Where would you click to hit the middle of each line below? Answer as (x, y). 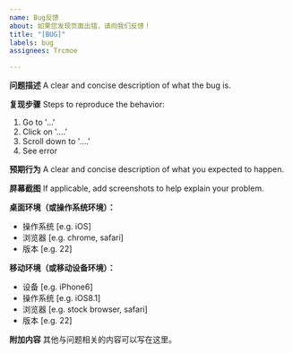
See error (40, 151)
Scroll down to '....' (56, 142)
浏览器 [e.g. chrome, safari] (73, 237)
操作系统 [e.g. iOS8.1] (61, 298)
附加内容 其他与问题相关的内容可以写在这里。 (93, 340)
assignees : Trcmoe (43, 51)
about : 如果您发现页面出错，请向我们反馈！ (80, 26)
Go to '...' (39, 123)
